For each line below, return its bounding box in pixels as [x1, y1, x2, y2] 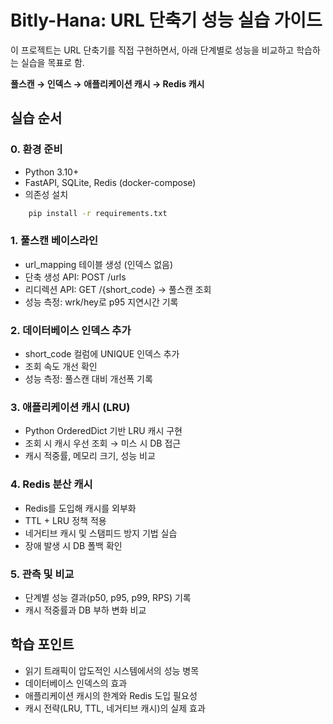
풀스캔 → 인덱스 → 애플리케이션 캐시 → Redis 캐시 [10, 77, 205, 90]
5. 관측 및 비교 [10, 567, 75, 581]
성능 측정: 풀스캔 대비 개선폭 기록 [24, 373, 153, 385]
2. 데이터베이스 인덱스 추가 [10, 323, 132, 337]
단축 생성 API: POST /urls [24, 271, 127, 283]
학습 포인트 [10, 636, 75, 653]
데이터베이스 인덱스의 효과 [24, 677, 128, 689]
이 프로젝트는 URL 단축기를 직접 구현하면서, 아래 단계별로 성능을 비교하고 [10, 44, 295, 56]
